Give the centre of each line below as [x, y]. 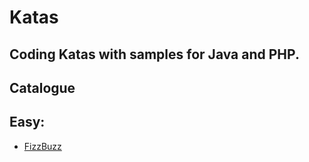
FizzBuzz [42, 146]
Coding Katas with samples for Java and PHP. [154, 54]
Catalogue [42, 87]
